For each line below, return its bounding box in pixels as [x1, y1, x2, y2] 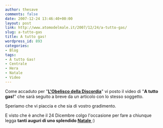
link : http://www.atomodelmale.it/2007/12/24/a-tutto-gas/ [5, 25, 127, 30]
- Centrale [5, 61, 27, 66]
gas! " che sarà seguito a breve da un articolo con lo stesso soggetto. [5, 93, 144, 99]
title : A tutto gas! [5, 35, 47, 39]
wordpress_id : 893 [5, 39, 42, 44]
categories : [5, 43, 29, 48]
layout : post [5, 20, 32, 26]
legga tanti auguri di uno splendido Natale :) [5, 117, 95, 123]
